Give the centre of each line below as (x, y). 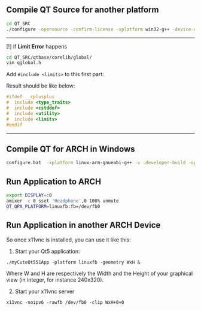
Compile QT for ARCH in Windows (71, 149)
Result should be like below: (41, 86)
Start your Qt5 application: (47, 251)
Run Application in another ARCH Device (83, 225)
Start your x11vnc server (45, 291)
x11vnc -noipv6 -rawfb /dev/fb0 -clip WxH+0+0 (65, 302)
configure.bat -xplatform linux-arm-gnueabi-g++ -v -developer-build (96, 163)
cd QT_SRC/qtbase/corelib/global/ (49, 57)
